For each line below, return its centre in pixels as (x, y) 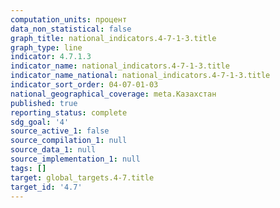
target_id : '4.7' (46, 187)
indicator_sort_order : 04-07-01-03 (84, 85)
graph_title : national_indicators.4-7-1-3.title (113, 38)
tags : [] (28, 168)
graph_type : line (46, 47)
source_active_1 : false (60, 131)
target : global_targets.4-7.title (82, 177)
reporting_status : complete (69, 112)
